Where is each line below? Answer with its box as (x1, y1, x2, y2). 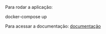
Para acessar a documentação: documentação (5, 23, 101, 29)
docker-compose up (5, 14, 47, 19)
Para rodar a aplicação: (5, 4, 53, 10)
